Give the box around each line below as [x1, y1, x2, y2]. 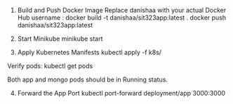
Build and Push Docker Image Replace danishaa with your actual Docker [17, 6, 227, 14]
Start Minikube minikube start [17, 34, 103, 43]
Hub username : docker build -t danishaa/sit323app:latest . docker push [17, 13, 227, 22]
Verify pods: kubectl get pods [7, 62, 93, 70]
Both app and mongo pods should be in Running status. [7, 75, 168, 84]
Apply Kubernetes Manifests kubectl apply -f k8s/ [17, 48, 162, 56]
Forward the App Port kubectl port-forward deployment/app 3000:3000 [17, 89, 226, 97]
